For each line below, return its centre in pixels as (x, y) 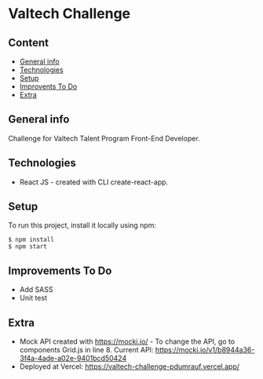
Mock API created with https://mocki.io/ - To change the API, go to (127, 341)
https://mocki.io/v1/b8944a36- (205, 350)
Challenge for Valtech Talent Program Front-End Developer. (104, 138)
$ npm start (27, 247)
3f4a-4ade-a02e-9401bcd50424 (73, 359)
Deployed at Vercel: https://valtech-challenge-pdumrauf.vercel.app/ (130, 366)
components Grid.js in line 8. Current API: (86, 350)
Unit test (33, 298)
